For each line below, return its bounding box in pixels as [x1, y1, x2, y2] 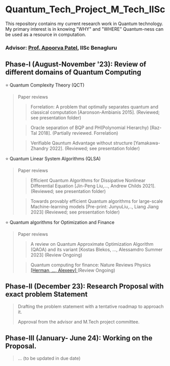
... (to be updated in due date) [17, 355, 81, 361]
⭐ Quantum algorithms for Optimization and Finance [5, 219, 115, 225]
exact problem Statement [5, 290, 88, 299]
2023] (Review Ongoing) [30, 252, 83, 258]
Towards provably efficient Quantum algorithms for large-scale [30, 198, 163, 204]
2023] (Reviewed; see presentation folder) [30, 209, 120, 215]
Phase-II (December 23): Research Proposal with [5, 282, 164, 291]
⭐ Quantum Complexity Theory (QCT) [5, 82, 85, 88]
